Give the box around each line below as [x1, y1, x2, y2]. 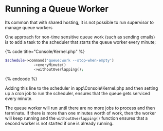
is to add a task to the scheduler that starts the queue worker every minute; [5, 39, 156, 45]
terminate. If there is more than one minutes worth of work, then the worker [5, 110, 157, 116]
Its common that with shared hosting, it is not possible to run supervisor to [5, 19, 154, 25]
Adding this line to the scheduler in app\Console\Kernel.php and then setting [5, 85, 158, 91]
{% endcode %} [5, 76, 37, 82]
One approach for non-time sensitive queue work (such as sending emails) [5, 34, 155, 40]
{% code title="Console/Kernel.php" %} [5, 49, 85, 54]
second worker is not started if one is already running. [5, 120, 114, 126]
